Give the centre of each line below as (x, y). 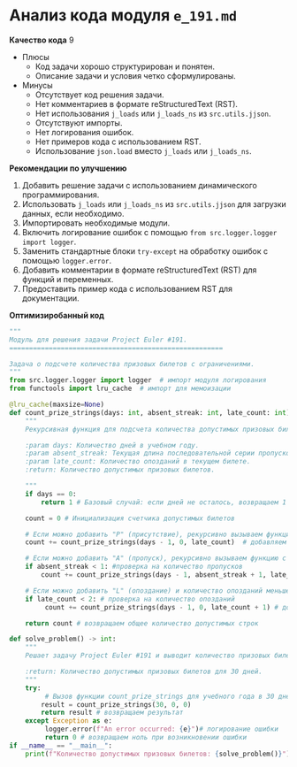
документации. (50, 298)
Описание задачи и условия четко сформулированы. (135, 75)
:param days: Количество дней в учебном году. (112, 445)
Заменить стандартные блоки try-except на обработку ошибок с (145, 251)
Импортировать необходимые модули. (96, 223)
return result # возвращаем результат (112, 713)
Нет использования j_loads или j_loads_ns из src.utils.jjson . (153, 113)
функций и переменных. (68, 279)
